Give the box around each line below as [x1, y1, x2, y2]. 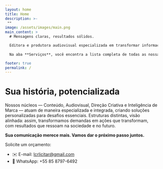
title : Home [5, 12, 29, 17]
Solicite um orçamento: [5, 142, 51, 148]
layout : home [5, 7, 32, 12]
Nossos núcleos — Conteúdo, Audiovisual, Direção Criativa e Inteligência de [5, 102, 158, 108]
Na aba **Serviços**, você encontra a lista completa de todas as [9, 52, 147, 57]
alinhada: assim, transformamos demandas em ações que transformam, [5, 118, 149, 124]
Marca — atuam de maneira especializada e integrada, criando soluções [5, 107, 149, 113]
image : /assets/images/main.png [5, 25, 70, 30]
